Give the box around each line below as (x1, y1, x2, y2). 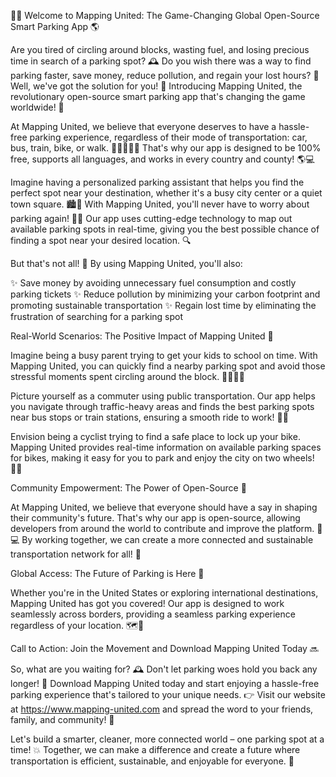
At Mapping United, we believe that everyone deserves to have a (10, 121, 277, 132)
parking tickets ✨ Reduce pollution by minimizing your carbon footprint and (10, 288, 321, 300)
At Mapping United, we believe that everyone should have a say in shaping (10, 501, 318, 513)
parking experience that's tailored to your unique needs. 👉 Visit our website (10, 689, 326, 700)
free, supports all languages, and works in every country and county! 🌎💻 (10, 153, 315, 165)
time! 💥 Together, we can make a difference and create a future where (10, 744, 301, 755)
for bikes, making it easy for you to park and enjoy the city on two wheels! (10, 452, 315, 464)
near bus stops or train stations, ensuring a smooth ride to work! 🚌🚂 (10, 411, 289, 423)
